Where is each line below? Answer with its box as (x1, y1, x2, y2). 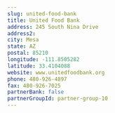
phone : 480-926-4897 (7, 75, 68, 83)
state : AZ (7, 43, 36, 50)
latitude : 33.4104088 (7, 62, 71, 69)
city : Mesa (7, 36, 39, 44)
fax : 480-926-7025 (7, 82, 61, 89)
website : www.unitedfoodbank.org (7, 69, 105, 76)
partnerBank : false (7, 88, 65, 95)
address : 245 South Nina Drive (7, 23, 99, 30)
